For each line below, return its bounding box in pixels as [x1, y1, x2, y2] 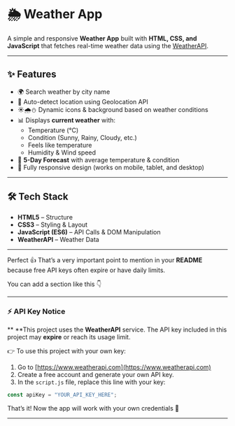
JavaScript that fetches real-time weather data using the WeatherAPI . [7, 41, 208, 50]
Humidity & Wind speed [27, 148, 97, 157]
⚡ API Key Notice [7, 306, 66, 316]
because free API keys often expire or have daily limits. [7, 266, 166, 274]
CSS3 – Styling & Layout [17, 220, 88, 229]
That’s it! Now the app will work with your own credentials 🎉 [7, 404, 180, 412]
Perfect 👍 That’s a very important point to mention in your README [7, 255, 203, 264]
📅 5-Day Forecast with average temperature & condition [17, 155, 180, 164]
